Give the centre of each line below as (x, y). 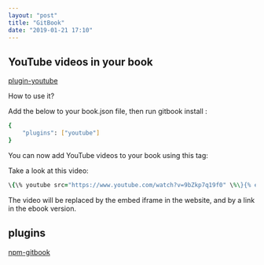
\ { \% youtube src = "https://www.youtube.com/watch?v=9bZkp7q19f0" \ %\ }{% (130, 185)
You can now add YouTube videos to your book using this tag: (108, 155)
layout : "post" (33, 15)
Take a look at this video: (48, 171)
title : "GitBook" (37, 23)
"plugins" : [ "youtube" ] (61, 133)
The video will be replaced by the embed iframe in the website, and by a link (132, 200)
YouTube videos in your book (81, 62)
